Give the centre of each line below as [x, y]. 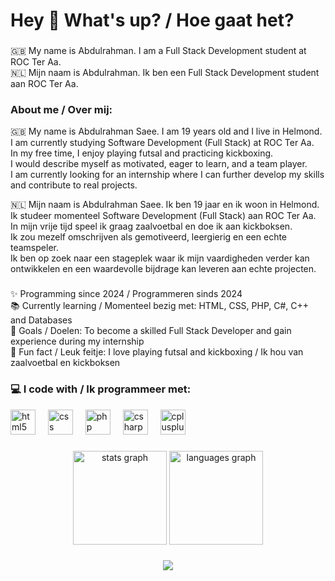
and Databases [41, 320]
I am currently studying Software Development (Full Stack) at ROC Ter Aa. [162, 143]
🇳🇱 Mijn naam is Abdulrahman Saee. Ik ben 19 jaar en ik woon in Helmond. [165, 205]
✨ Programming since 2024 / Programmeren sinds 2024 [126, 294]
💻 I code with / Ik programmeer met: [101, 389]
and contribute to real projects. [74, 185]
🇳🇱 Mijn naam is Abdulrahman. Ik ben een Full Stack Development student [165, 73]
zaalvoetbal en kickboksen [65, 363]
